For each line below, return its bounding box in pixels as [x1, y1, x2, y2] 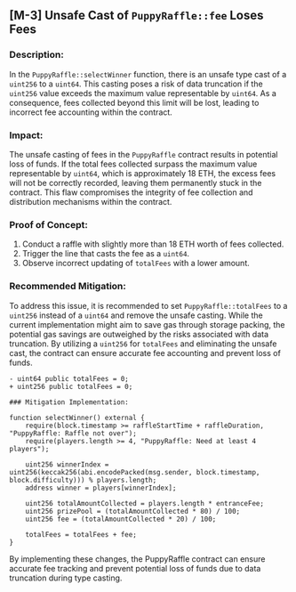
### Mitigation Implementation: [9, 397, 129, 407]
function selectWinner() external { [9, 413, 145, 422]
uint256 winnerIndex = [25, 459, 109, 469]
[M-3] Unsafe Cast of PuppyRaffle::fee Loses [9, 8, 264, 23]
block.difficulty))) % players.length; [9, 475, 157, 484]
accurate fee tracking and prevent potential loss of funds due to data [9, 563, 261, 573]
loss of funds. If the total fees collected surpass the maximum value [9, 158, 258, 169]
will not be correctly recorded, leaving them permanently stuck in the [9, 177, 262, 188]
